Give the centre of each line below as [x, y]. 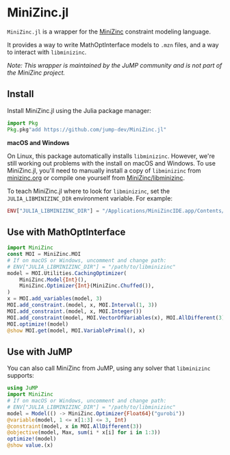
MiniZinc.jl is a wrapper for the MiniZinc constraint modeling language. [109, 31]
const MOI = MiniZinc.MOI [44, 255]
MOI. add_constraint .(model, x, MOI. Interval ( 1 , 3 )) [82, 305]
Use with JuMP [40, 351]
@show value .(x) [30, 445]
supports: [21, 376]
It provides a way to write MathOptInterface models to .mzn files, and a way [113, 44]
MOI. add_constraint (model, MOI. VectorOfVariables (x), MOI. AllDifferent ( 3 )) [117, 317]
